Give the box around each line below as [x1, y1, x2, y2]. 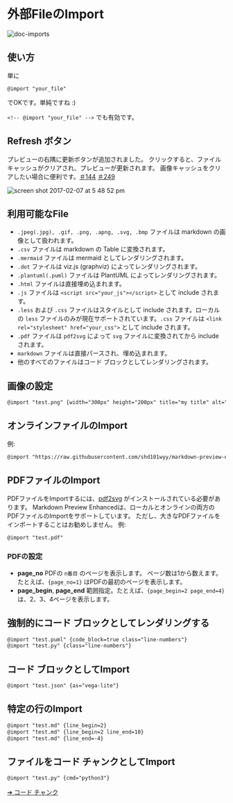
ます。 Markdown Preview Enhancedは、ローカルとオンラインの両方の [12, 502, 215, 511]
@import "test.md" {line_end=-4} [7, 735, 104, 742]
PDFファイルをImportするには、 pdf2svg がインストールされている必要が [7, 494, 215, 502]
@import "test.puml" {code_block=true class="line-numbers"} [7, 636, 188, 643]
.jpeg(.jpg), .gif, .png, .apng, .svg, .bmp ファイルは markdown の [17, 228, 220, 236]
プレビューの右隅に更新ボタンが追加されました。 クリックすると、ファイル [7, 155, 222, 163]
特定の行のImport [7, 703, 83, 715]
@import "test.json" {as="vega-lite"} [7, 682, 119, 689]
